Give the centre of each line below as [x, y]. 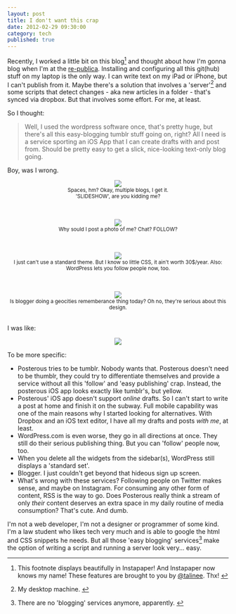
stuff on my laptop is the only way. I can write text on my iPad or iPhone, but [117, 76]
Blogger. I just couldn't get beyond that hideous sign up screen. [109, 473]
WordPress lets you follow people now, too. [118, 269]
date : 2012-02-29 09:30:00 [47, 27]
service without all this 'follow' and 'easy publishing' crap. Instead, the [119, 383]
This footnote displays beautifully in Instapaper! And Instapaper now [116, 568]
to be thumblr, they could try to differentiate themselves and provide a [118, 376]
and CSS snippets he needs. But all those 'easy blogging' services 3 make [113, 540]
